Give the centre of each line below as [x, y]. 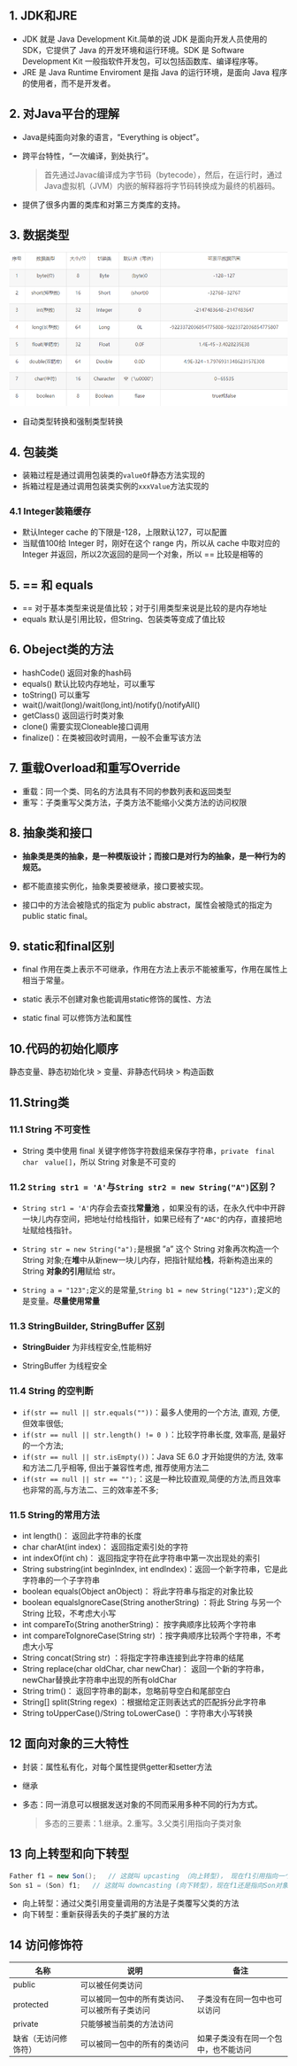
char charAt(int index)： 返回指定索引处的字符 [105, 1547]
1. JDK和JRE [43, 16]
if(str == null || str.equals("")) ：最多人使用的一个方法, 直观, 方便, [151, 1412]
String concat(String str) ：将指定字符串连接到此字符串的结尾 [133, 1658]
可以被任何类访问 [111, 1984]
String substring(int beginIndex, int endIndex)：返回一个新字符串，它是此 [155, 1569]
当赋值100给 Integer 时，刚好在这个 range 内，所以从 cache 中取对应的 [151, 543]
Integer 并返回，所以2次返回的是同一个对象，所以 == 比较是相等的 [142, 554]
